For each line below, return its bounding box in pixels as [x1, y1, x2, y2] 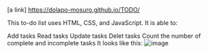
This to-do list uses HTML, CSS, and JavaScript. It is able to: [7, 19, 178, 26]
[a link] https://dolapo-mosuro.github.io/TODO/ [7, 6, 140, 13]
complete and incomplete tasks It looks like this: [7, 39, 143, 47]
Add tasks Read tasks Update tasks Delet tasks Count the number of [7, 32, 201, 40]
